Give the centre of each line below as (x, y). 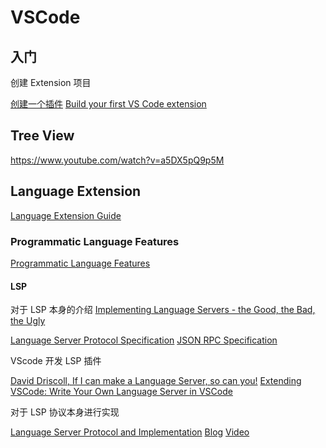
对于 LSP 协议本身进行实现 (65, 412)
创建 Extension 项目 (51, 82)
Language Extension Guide (66, 215)
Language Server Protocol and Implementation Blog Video (130, 432)
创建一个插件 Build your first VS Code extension (108, 104)
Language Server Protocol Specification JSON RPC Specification (144, 340)
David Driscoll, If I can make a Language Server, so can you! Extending (156, 381)
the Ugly (28, 321)
